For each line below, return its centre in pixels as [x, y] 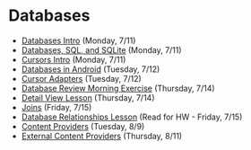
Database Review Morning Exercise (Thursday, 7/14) [118, 88]
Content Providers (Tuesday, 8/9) [83, 126]
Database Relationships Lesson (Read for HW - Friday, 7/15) [132, 117]
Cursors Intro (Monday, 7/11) [74, 59]
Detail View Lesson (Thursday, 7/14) [88, 97]
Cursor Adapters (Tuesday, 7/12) [82, 78]
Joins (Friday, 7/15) [56, 107]
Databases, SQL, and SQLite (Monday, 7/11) [101, 49]
